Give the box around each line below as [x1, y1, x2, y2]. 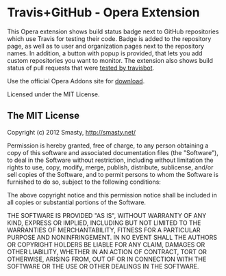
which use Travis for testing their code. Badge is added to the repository [7, 34, 212, 42]
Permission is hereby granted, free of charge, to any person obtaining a [7, 141, 209, 150]
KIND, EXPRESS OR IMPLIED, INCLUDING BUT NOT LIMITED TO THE [7, 219, 201, 227]
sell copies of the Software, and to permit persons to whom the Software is [7, 170, 219, 178]
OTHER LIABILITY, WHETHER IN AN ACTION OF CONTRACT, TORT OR [7, 247, 207, 256]
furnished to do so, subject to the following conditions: [7, 178, 161, 186]
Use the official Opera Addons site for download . [7, 77, 145, 85]
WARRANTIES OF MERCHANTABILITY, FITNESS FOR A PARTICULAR [7, 225, 201, 234]
